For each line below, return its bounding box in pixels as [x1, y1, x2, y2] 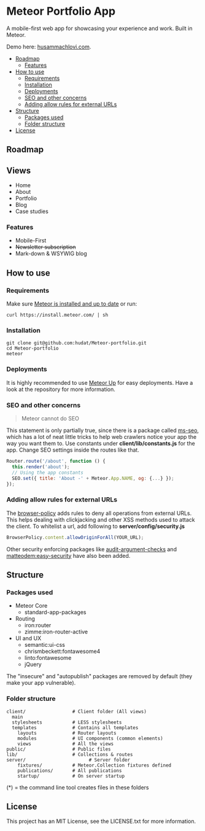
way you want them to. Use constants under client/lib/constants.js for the [6, 440, 195, 447]
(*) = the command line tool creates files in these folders [6, 784, 149, 791]
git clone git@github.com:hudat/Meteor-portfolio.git [6, 340, 147, 346]
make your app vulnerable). [6, 679, 76, 687]
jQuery [24, 661, 42, 668]
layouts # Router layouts [17, 730, 117, 736]
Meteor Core [15, 602, 48, 609]
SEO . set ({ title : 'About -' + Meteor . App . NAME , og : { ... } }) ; [12, 475, 174, 481]
